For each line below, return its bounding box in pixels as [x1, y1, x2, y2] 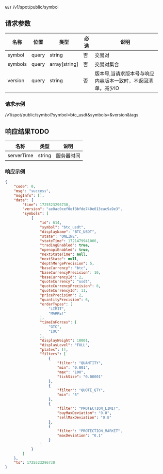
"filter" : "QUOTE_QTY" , [57, 388, 105, 393]
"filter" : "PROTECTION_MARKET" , [57, 429, 123, 434]
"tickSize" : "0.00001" [57, 374, 103, 379]
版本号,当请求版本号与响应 [94, 70, 155, 77]
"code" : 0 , [14, 184, 36, 189]
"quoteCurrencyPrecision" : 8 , [39, 284, 101, 289]
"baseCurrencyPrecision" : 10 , [39, 270, 101, 275]
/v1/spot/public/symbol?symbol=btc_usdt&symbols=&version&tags [5, 112, 139, 118]
